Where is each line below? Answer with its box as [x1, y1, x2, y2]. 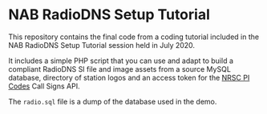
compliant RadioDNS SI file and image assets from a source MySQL [8, 64, 231, 73]
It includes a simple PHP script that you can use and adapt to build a [8, 56, 234, 65]
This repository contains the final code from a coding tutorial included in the [8, 32, 259, 41]
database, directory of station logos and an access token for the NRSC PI [8, 73, 250, 82]
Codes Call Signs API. [8, 81, 80, 91]
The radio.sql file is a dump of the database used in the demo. [8, 96, 217, 106]
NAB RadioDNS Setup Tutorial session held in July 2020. [8, 40, 195, 49]
